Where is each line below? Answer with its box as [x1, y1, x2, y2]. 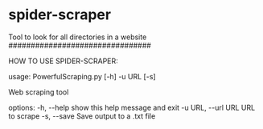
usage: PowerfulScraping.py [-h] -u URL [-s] [8, 71, 156, 81]
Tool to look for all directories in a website [8, 32, 147, 42]
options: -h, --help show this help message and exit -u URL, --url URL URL [8, 103, 256, 112]
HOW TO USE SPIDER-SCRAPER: [8, 56, 118, 66]
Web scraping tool [8, 87, 69, 97]
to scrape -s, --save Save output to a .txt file [8, 111, 156, 121]
